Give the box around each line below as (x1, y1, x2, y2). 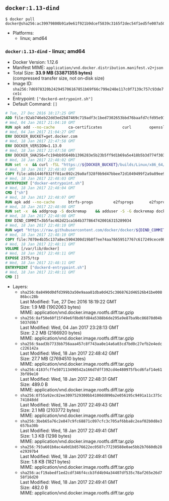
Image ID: (12, 80, 33, 87)
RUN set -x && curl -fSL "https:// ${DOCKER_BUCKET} (5, 162, 118, 167)
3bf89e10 (20, 371, 39, 377)
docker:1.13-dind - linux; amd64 (5, 48, 86, 55)
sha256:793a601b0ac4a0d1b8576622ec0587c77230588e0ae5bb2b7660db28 (20, 444, 162, 450)
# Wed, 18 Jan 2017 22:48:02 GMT (5, 157, 75, 162)
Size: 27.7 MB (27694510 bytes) (20, 355, 86, 362)
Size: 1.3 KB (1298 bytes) (20, 433, 72, 439)
